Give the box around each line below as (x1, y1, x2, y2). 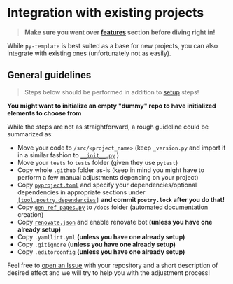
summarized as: (7, 129, 54, 138)
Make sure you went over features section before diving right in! (24, 28, 216, 36)
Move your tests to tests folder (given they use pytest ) (17, 158, 178, 166)
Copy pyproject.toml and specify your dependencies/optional (17, 180, 197, 189)
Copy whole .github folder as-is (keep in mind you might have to (17, 166, 205, 174)
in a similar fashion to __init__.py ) (17, 150, 120, 159)
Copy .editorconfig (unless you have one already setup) (17, 247, 185, 256)
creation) (17, 210, 44, 218)
